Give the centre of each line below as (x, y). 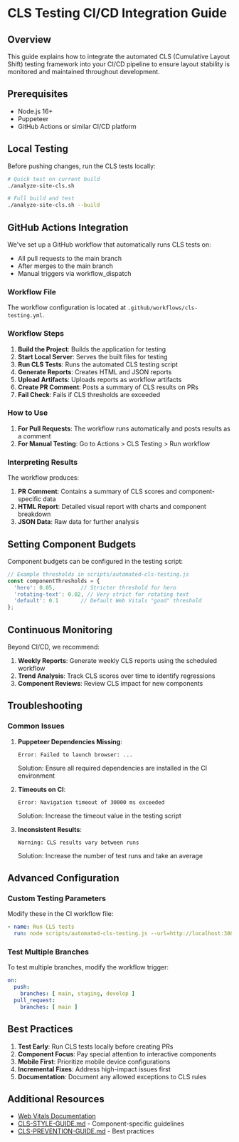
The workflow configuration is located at (67, 307)
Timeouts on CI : (42, 789)
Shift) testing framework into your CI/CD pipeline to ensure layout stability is (118, 64)
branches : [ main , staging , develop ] (78, 994)
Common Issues (36, 726)
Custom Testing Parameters (57, 898)
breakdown (34, 514)
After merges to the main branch (65, 266)
